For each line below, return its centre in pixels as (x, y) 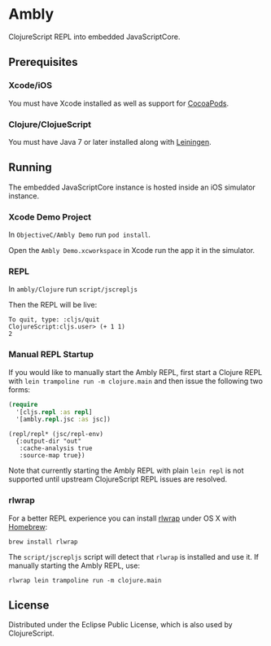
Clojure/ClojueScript (50, 124)
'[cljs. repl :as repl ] (54, 412)
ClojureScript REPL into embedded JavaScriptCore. (94, 37)
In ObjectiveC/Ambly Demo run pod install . (79, 235)
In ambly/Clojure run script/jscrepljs (73, 289)
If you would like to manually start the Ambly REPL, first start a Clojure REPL (135, 372)
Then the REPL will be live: (53, 305)
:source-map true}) (52, 456)
